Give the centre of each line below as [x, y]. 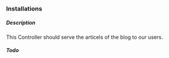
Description [21, 23]
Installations [24, 9]
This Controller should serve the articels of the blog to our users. [84, 37]
